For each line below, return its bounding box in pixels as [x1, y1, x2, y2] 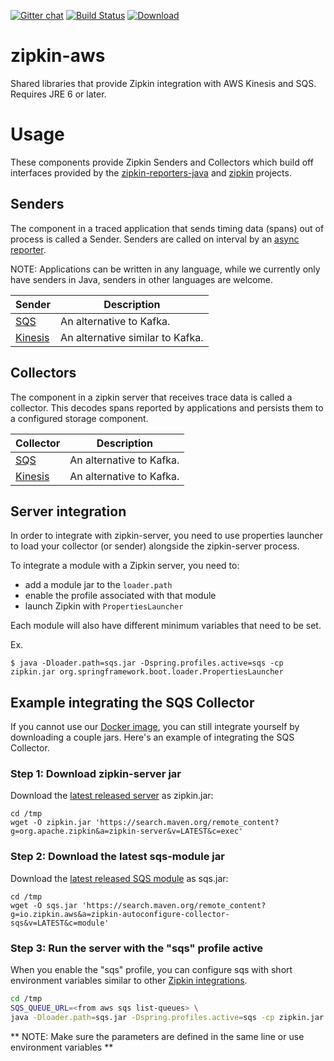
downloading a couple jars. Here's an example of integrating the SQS [10, 731, 295, 744]
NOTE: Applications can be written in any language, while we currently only [10, 263, 321, 275]
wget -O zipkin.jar [10, 818, 92, 828]
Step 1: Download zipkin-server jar [10, 767, 182, 781]
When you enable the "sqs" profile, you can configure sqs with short [10, 964, 293, 976]
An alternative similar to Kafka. [60, 330, 204, 344]
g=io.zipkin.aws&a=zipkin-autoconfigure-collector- [10, 909, 230, 919]
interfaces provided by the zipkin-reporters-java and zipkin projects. [10, 166, 292, 179]
